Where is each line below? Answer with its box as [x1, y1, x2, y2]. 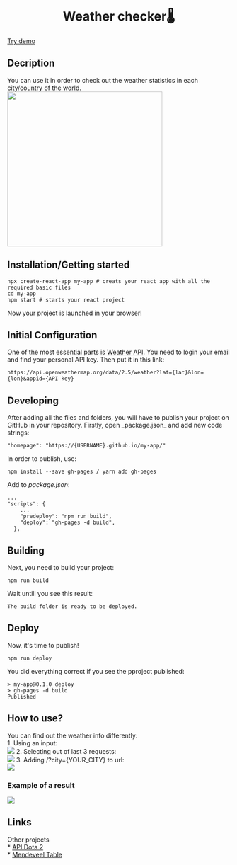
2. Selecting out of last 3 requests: [16, 747, 117, 755]
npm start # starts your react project [7, 296, 125, 304]
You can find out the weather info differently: [7, 731, 138, 740]
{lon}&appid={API [7, 375, 59, 382]
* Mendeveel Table [7, 850, 62, 859]
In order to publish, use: [7, 454, 76, 463]
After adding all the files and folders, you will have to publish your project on [7, 413, 230, 422]
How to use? [7, 712, 64, 725]
